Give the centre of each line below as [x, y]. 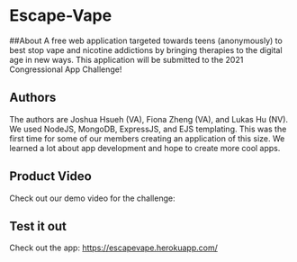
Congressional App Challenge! [66, 69]
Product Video [50, 176]
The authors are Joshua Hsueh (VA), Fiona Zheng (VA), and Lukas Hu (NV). [149, 119]
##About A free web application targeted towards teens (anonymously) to [146, 41]
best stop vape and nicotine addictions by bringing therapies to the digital [146, 50]
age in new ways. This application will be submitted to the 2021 [126, 59]
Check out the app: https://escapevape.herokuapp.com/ [113, 248]
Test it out [38, 226]
